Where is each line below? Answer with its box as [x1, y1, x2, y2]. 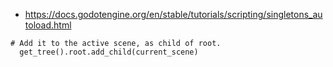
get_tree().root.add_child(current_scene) [19, 47, 199, 57]
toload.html [24, 19, 72, 31]
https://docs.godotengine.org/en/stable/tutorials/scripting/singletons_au [24, 9, 323, 20]
